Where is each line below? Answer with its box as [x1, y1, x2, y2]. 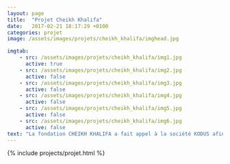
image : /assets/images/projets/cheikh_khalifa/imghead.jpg [7, 36, 179, 42]
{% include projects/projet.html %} [7, 149, 105, 157]
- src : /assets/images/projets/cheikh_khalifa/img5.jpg [19, 105, 183, 112]
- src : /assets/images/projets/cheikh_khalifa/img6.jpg [19, 118, 183, 124]
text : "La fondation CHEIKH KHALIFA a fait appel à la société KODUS [7, 131, 210, 137]
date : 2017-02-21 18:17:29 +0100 [7, 23, 109, 29]
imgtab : [7, 48, 29, 55]
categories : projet [7, 29, 63, 36]
